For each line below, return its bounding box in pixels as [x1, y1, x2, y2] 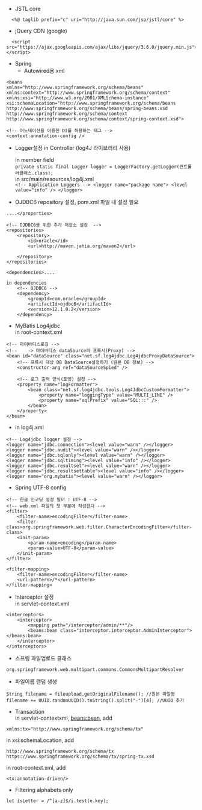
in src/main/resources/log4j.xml [14, 176, 94, 182]
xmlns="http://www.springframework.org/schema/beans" [6, 84, 144, 90]
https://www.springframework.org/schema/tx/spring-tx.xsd [6, 753, 155, 759]
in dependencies [6, 280, 47, 286]
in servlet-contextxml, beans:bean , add [14, 714, 112, 722]
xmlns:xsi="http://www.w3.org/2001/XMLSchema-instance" [6, 95, 149, 101]
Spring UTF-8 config [14, 484, 67, 491]
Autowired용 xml [23, 67, 65, 74]
